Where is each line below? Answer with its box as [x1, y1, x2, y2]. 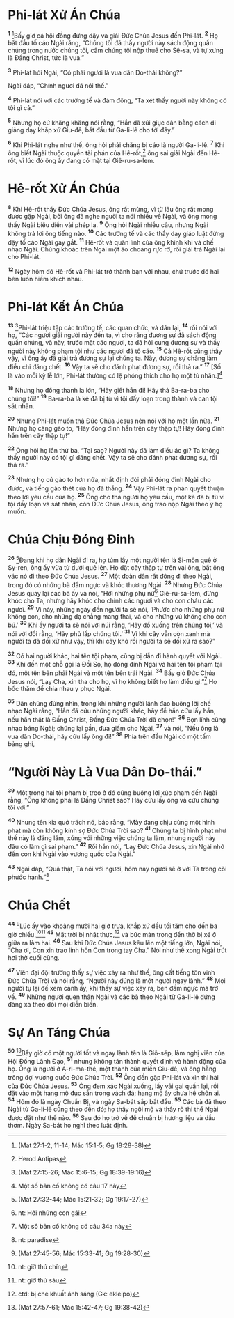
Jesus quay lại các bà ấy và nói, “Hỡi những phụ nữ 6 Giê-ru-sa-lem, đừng [8, 588, 219, 597]
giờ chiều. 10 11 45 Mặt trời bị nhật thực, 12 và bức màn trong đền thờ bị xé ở [8, 929, 217, 938]
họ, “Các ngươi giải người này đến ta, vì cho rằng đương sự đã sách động [8, 331, 217, 339]
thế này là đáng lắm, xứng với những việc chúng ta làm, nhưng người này [8, 833, 216, 842]
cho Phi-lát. [8, 253, 41, 261]
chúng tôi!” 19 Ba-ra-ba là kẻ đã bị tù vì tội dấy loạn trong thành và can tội [8, 394, 218, 403]
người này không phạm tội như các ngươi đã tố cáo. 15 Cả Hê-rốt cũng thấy [8, 346, 222, 355]
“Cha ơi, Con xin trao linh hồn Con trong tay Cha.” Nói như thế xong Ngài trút [8, 946, 227, 954]
